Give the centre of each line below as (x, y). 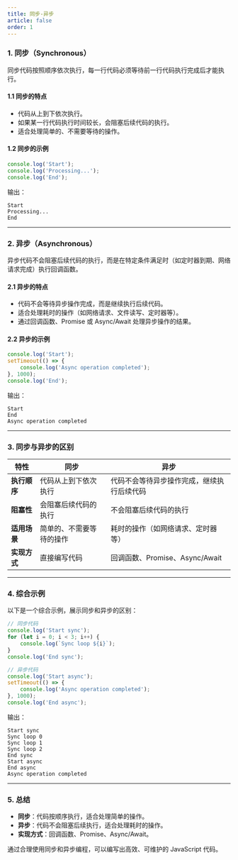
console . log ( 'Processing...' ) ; (53, 171)
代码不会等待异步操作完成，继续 (164, 481)
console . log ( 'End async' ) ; (47, 703)
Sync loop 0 (25, 737)
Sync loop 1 (25, 743)
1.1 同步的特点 (27, 96)
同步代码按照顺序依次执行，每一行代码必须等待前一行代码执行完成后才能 (113, 70)
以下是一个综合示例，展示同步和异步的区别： (73, 610)
